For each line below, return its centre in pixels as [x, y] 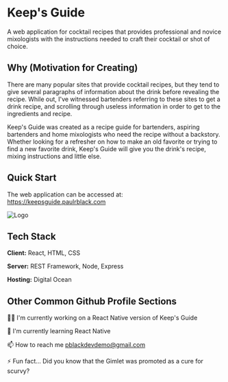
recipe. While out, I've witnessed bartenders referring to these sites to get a [114, 99]
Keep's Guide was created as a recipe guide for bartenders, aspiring [103, 127]
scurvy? [18, 371]
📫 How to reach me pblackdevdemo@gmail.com [76, 345]
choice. [18, 46]
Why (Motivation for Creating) [73, 68]
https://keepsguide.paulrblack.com [56, 201]
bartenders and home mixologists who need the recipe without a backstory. [114, 134]
